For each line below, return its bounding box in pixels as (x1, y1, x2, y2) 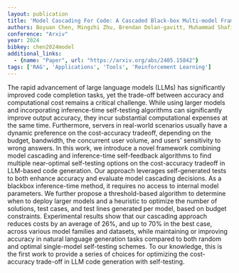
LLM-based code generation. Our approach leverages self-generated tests (7, 166, 227, 175)
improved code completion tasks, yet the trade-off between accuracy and (7, 91, 224, 99)
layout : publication (7, 10, 69, 18)
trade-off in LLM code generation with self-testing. (36, 257, 185, 266)
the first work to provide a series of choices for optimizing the (7, 249, 188, 258)
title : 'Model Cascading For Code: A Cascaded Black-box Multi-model (7, 17, 218, 24)
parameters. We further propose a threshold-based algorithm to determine (7, 189, 226, 197)
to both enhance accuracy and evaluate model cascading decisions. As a (7, 174, 222, 182)
